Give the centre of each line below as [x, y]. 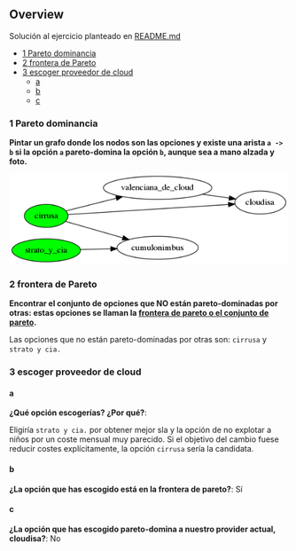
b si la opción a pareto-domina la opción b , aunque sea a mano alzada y [142, 152]
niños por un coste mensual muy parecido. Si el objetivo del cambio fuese [144, 439]
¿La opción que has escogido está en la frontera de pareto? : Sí [126, 489]
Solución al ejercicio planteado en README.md [95, 35]
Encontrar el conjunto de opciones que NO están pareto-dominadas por [144, 303]
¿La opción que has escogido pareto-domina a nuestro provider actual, [143, 529]
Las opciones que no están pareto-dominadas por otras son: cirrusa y [138, 340]
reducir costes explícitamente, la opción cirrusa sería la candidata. [132, 449]
